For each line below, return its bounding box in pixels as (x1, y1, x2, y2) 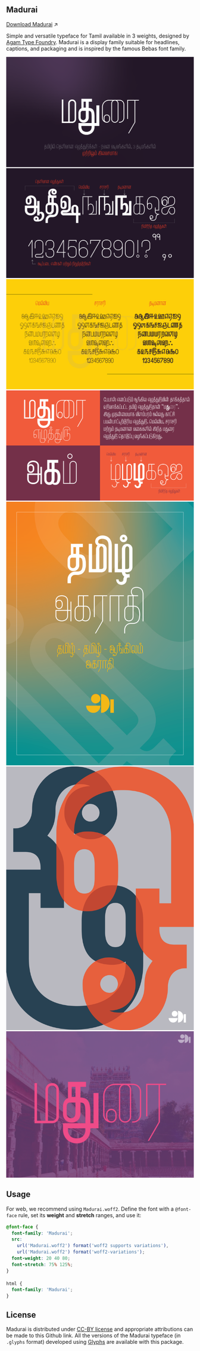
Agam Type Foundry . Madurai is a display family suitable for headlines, (6, 38, 180, 45)
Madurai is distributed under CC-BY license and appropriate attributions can (6, 1325, 193, 1332)
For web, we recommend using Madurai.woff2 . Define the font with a (6, 1205, 174, 1212)
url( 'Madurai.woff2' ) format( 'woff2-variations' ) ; (17, 1249, 145, 1255)
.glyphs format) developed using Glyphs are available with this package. (6, 1338, 184, 1345)
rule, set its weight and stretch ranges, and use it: (18, 1211, 142, 1218)
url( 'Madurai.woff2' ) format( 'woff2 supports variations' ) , (17, 1243, 169, 1249)
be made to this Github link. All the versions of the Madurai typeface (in (6, 1332, 181, 1339)
